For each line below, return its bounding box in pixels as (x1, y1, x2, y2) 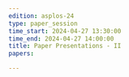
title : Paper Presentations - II (8, 42, 122, 50)
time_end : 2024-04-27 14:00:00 (8, 34, 114, 43)
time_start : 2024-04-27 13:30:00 (8, 27, 122, 35)
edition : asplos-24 (8, 11, 75, 20)
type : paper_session (8, 19, 79, 28)
